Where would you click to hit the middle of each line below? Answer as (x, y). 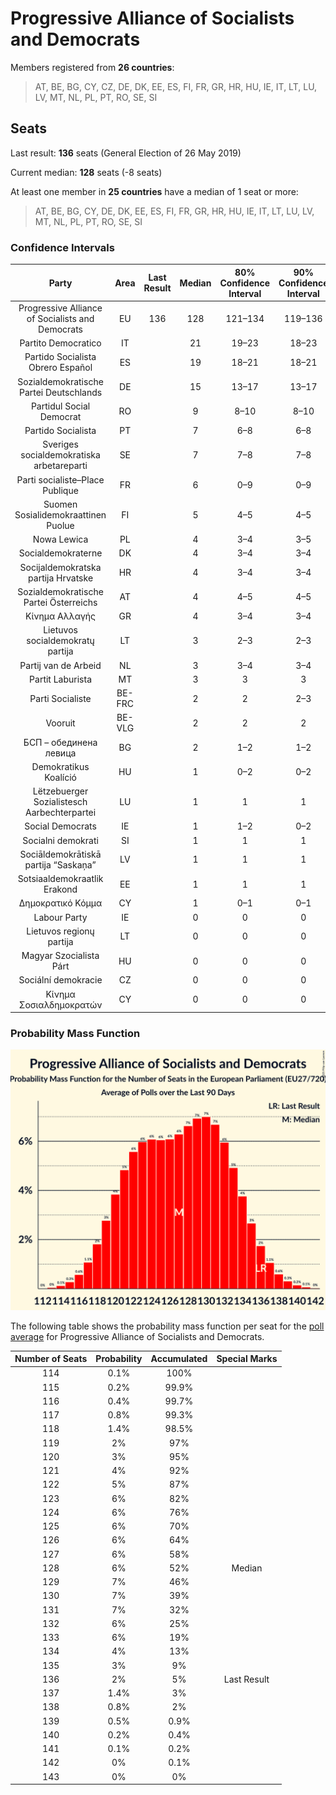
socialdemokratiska (60, 455)
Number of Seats (51, 1359)
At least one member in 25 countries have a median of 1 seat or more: (154, 191)
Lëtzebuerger (60, 791)
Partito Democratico (60, 343)
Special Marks (247, 1359)
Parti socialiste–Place (60, 479)
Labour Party (60, 917)
